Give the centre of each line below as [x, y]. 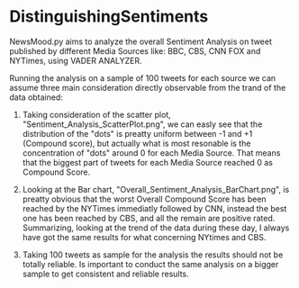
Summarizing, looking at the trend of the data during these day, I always [156, 228]
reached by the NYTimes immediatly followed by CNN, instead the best [154, 208]
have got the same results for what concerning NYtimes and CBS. [144, 237]
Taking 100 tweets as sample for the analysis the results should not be [153, 255]
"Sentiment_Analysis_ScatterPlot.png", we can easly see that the [142, 124]
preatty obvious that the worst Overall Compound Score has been [145, 199]
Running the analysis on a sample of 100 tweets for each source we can [143, 77]
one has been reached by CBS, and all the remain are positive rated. [149, 218]
